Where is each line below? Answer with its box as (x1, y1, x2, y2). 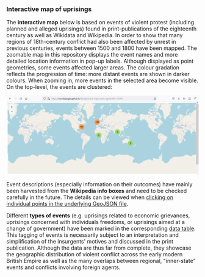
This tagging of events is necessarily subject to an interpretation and (6, 231, 179, 239)
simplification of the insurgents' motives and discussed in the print (6, 238, 174, 245)
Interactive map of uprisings (6, 5, 92, 13)
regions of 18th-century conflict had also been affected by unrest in (6, 38, 176, 46)
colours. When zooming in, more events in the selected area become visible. (6, 77, 198, 84)
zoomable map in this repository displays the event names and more (6, 51, 178, 58)
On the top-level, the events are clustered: (6, 83, 113, 91)
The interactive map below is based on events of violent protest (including (6, 19, 195, 26)
